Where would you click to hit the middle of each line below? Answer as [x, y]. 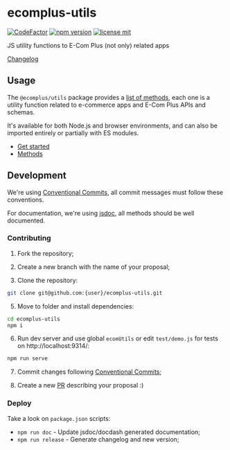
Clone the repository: [47, 280]
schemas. [21, 112]
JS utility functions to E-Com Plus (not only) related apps [88, 45]
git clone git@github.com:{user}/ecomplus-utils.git [85, 293]
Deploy [19, 404]
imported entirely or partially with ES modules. [73, 132]
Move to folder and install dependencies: [76, 306]
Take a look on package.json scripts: [59, 418]
